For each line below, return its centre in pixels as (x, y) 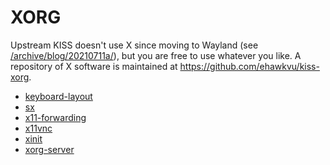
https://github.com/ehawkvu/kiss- (249, 66)
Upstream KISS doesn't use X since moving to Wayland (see (134, 45)
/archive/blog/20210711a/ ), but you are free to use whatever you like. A (156, 55)
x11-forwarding (55, 117)
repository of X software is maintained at (94, 66)
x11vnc (38, 128)
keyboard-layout (58, 96)
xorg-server (49, 149)
